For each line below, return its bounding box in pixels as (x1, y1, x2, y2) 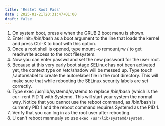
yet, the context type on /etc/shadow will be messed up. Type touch (12, 67, 153, 73)
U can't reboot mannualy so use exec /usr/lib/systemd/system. (12, 115, 145, 121)
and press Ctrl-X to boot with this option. (12, 41, 96, 47)
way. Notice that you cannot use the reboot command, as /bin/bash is (12, 99, 156, 105)
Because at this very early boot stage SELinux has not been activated (12, 62, 156, 68)
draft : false (5, 16, 32, 21)
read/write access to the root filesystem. (12, 51, 96, 57)
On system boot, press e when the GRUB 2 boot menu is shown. (12, 30, 145, 36)
